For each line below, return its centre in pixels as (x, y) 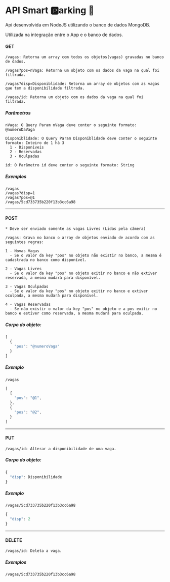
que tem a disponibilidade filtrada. (45, 89)
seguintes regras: (25, 242)
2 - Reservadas (26, 152)
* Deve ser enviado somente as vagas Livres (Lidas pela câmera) (75, 229)
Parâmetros (18, 113)
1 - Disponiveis (27, 148)
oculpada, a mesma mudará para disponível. (52, 296)
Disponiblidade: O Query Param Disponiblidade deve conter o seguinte (81, 139)
